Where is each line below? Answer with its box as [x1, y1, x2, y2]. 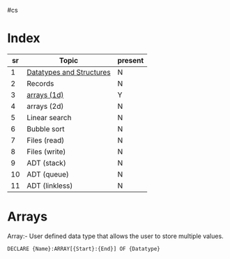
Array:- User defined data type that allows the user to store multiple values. [7, 232, 224, 240]
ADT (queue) [26, 169, 70, 179]
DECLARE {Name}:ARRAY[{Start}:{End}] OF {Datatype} [7, 245, 160, 252]
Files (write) [26, 147, 66, 156]
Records [26, 78, 54, 88]
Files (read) [26, 135, 65, 145]
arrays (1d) [26, 90, 64, 100]
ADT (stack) [26, 158, 66, 168]
